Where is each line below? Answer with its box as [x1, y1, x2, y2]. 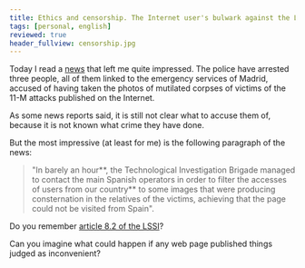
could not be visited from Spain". [31, 203, 154, 214]
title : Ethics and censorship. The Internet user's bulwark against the [9, 13, 290, 23]
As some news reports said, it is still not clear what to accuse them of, [9, 110, 271, 121]
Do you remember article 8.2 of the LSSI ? [9, 221, 164, 232]
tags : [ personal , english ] [9, 22, 112, 31]
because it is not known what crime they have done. [9, 120, 204, 131]
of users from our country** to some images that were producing [31, 184, 276, 195]
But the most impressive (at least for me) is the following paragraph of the [9, 137, 286, 148]
